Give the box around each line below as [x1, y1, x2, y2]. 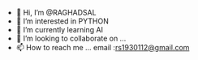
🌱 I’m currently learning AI [15, 25, 104, 34]
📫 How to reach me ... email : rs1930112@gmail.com [15, 43, 190, 52]
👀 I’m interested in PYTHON [15, 16, 110, 26]
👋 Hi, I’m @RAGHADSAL [15, 8, 97, 17]
